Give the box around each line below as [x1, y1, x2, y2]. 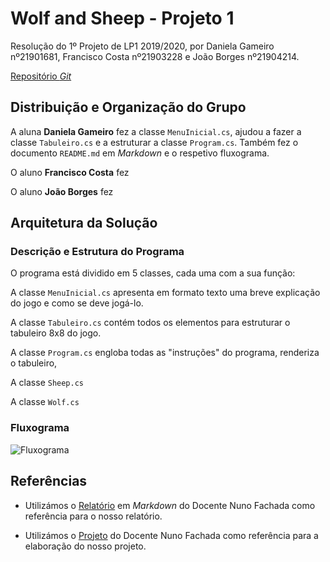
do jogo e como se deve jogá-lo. [10, 297, 144, 309]
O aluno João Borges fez [10, 185, 114, 197]
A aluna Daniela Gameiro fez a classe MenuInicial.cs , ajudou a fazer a [10, 125, 302, 137]
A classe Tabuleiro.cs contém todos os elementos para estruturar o [10, 317, 291, 329]
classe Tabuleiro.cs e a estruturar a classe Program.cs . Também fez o [10, 136, 299, 148]
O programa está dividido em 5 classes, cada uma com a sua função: [10, 267, 296, 279]
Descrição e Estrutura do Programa [10, 245, 185, 259]
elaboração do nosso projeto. [24, 540, 147, 552]
